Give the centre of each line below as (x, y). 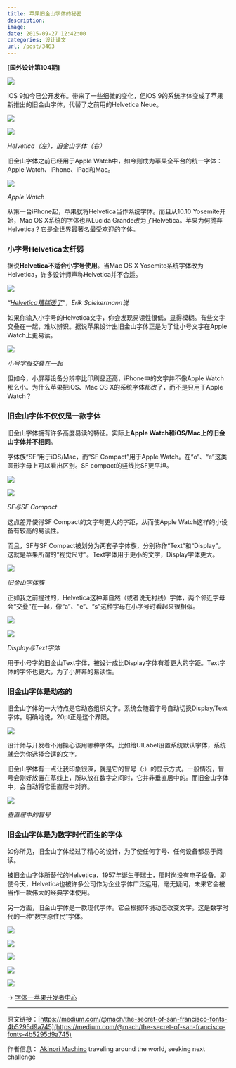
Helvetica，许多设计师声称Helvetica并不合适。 (74, 275)
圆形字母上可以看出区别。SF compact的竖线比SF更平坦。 (90, 465)
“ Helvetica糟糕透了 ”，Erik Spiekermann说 (68, 303)
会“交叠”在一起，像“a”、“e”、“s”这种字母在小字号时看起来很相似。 (103, 606)
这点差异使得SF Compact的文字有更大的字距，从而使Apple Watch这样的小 (114, 521)
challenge (22, 1057)
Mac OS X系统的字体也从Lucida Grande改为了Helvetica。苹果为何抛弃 (121, 220)
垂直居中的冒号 (29, 814)
